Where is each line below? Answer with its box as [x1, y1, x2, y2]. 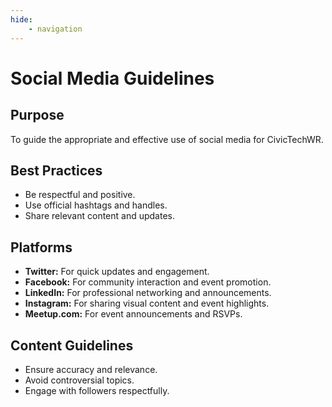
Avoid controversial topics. [24, 374, 135, 386]
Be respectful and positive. [24, 189, 136, 201]
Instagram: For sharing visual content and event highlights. [24, 297, 270, 310]
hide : [10, 14, 33, 25]
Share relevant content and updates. [24, 210, 175, 222]
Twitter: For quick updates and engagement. [24, 266, 210, 278]
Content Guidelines [10, 337, 134, 354]
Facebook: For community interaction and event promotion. [24, 276, 272, 288]
